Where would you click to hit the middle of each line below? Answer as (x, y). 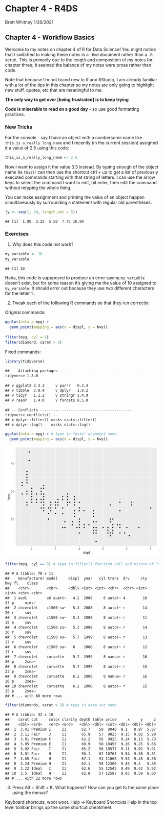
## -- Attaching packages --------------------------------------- (75, 371)
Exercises (17, 234)
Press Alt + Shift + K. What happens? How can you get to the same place (85, 787)
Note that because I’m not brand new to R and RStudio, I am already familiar (81, 79)
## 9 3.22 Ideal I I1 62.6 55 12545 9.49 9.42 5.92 (81, 768)
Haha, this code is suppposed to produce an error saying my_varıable (75, 278)
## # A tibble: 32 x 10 (29, 715)
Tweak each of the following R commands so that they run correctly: (81, 303)
